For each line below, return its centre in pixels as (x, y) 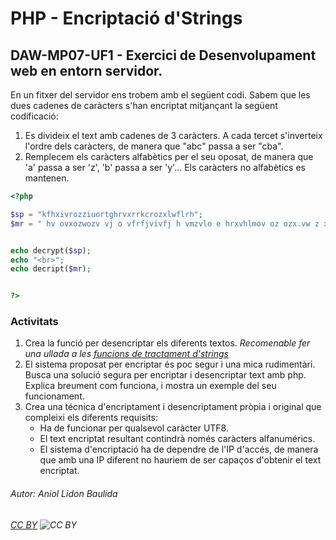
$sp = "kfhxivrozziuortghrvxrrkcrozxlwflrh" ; (106, 214)
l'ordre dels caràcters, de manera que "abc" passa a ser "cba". (154, 146)
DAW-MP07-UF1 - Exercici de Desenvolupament (163, 55)
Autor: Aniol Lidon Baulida (64, 494)
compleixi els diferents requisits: (91, 418)
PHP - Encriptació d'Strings (126, 18)
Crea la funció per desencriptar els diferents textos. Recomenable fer (167, 343)
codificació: (34, 116)
